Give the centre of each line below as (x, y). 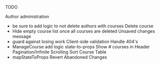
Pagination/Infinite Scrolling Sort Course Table (59, 52)
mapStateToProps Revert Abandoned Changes (60, 57)
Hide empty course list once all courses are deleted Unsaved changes (84, 31)
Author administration (27, 16)
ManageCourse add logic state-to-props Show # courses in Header (81, 47)
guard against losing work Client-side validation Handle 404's (75, 42)
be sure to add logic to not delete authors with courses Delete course (83, 26)
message (21, 36)
